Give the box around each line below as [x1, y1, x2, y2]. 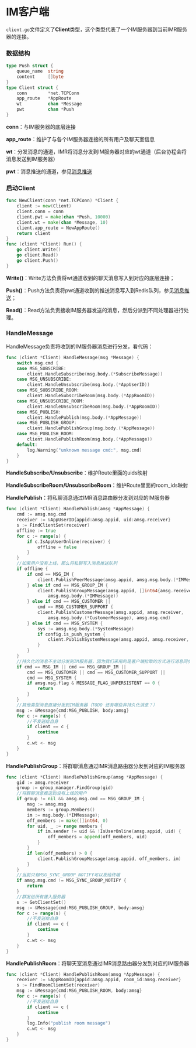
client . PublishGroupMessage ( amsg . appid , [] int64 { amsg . [37, 588, 174, 593]
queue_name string [16, 69, 64, 74]
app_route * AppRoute [16, 95, 72, 101]
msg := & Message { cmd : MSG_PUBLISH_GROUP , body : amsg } [16, 904, 145, 911]
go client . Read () [16, 252, 59, 258]
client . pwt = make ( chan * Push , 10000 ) [16, 214, 111, 220]
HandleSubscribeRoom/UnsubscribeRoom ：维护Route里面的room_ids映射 [6, 482, 188, 489]
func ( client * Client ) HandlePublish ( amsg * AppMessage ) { [6, 506, 150, 512]
